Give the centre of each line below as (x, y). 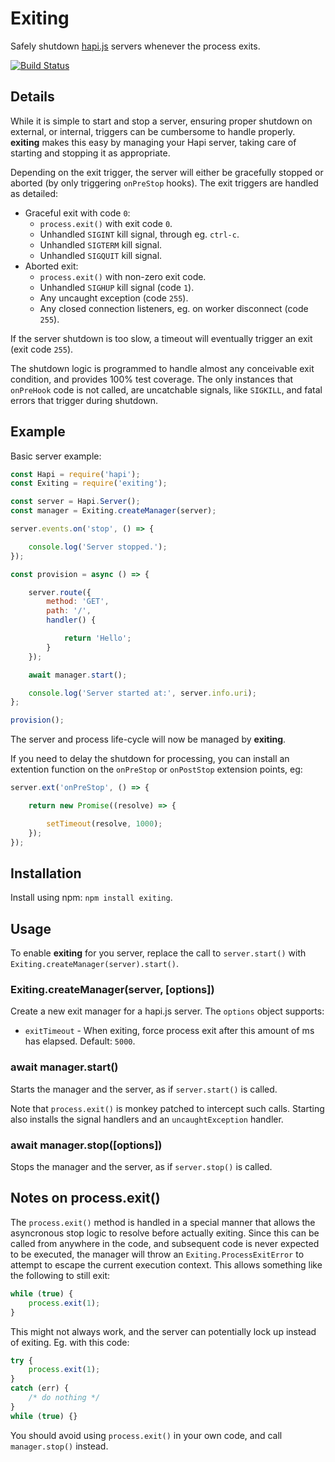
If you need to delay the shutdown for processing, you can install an (150, 759)
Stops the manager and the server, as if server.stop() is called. (141, 1167)
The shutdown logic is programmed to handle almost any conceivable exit (162, 368)
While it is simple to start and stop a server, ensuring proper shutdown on (161, 121)
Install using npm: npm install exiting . (91, 898)
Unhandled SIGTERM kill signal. (101, 244)
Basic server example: (56, 456)
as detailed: (34, 193)
